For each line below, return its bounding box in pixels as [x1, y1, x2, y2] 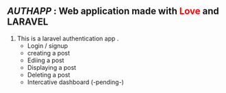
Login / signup [27, 41, 68, 50]
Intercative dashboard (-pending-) [27, 78, 125, 86]
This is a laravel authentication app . [16, 34, 119, 42]
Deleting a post [27, 70, 71, 79]
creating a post [27, 49, 71, 57]
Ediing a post [27, 56, 64, 64]
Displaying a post [27, 63, 77, 71]
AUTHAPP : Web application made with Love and [7, 5, 219, 17]
